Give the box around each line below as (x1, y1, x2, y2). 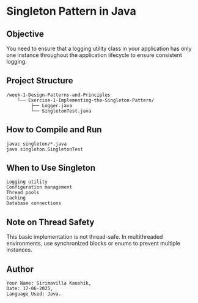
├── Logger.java (31, 102, 72, 108)
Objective (6, 29, 45, 39)
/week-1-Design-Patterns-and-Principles (6, 92, 111, 98)
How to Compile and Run (6, 124, 102, 135)
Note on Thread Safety (6, 217, 95, 227)
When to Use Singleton (6, 163, 96, 173)
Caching (6, 195, 26, 201)
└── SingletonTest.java (31, 108, 92, 114)
